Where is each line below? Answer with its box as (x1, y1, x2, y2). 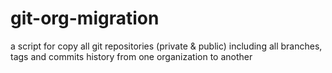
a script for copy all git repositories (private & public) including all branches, (10, 40, 323, 52)
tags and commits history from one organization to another (10, 50, 253, 62)
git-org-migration (10, 7, 160, 30)
